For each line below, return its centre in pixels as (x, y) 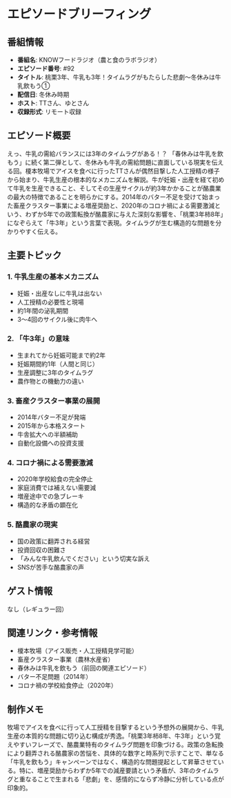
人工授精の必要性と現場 (50, 302)
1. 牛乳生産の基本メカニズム (53, 277)
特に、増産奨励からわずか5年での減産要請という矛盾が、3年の (107, 771)
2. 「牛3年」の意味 (39, 338)
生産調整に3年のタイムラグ (55, 372)
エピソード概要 (39, 136)
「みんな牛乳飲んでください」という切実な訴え (83, 559)
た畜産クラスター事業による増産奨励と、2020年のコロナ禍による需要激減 (111, 206)
